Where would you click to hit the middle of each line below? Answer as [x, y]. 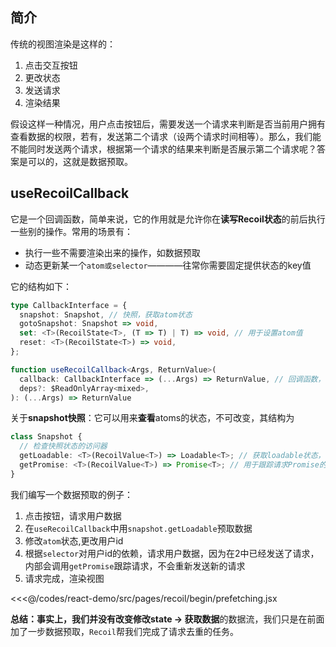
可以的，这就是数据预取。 [80, 161]
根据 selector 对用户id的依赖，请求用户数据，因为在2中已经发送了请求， [172, 553]
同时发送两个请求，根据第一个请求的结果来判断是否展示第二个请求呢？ [172, 149]
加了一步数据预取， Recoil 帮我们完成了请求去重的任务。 [124, 631]
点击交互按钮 [51, 65]
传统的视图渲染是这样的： [63, 44]
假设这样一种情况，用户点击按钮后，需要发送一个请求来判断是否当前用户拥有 [168, 124]
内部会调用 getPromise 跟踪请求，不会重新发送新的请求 [135, 565]
